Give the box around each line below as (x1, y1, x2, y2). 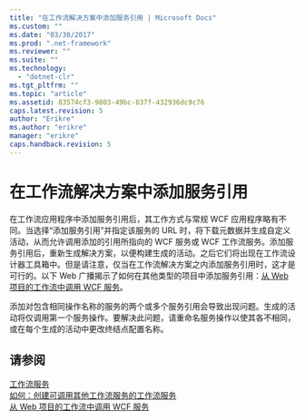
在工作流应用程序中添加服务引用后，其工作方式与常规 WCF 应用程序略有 (9, 213, 280, 224)
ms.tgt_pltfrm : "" (9, 81, 79, 90)
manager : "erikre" (9, 132, 79, 141)
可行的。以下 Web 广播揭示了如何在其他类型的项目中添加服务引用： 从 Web (9, 269, 289, 281)
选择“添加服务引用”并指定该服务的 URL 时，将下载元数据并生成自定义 (33, 224, 291, 236)
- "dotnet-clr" (17, 73, 75, 82)
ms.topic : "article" (9, 89, 88, 98)
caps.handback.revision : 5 (9, 140, 112, 149)
